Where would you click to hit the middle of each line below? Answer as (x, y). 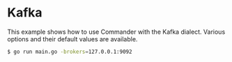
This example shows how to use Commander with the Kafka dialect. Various (116, 32)
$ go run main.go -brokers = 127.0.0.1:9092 (70, 52)
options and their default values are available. (72, 39)
